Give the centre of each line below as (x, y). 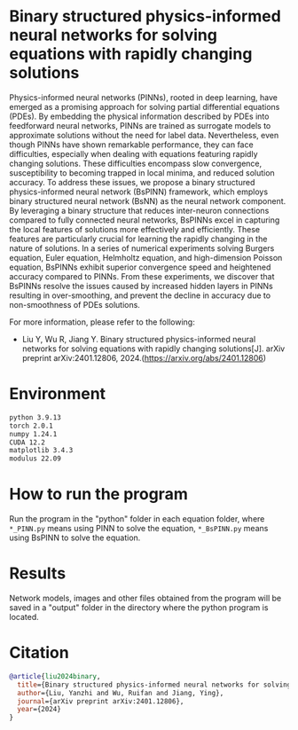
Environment (58, 394)
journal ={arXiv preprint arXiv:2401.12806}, (101, 701)
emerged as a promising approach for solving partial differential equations (145, 106)
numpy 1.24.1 (33, 434)
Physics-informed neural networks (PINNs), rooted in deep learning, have (143, 97)
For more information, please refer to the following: (102, 322)
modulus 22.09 (35, 459)
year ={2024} (39, 710)
